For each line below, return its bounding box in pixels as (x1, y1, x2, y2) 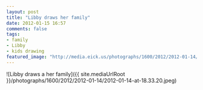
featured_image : (6, 54, 47, 60)
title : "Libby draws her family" (6, 14, 91, 21)
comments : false (6, 25, 47, 32)
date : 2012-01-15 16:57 (6, 20, 66, 26)
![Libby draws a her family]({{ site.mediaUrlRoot (6, 70, 126, 77)
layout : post (6, 8, 39, 15)
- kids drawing (6, 48, 45, 54)
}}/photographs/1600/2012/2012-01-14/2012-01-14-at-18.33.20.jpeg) (6, 77, 177, 84)
